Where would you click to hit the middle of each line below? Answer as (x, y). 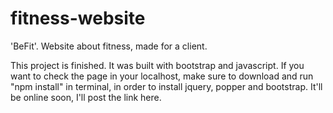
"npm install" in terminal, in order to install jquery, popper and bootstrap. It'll (166, 86)
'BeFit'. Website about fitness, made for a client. (109, 46)
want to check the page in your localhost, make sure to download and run (162, 76)
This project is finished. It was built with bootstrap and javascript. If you (157, 65)
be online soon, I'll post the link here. (86, 97)
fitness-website (78, 18)
